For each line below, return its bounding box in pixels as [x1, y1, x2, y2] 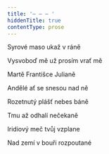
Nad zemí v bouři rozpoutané [7, 138, 92, 147]
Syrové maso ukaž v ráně [7, 43, 81, 52]
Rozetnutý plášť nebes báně [7, 97, 89, 106]
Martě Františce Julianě [7, 70, 76, 78]
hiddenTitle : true [7, 17, 61, 24]
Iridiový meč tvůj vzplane [7, 125, 80, 134]
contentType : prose [7, 23, 65, 30]
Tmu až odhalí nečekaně [7, 111, 79, 120]
